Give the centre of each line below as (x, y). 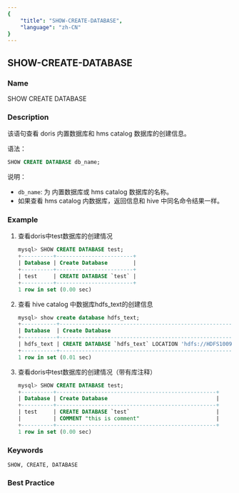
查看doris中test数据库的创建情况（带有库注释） (87, 372)
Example (23, 220)
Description (28, 117)
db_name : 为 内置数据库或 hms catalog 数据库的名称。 (95, 192)
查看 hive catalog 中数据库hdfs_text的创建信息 (85, 304)
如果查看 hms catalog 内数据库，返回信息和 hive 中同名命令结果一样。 (120, 201)
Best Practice (31, 482)
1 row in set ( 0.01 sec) (55, 357)
